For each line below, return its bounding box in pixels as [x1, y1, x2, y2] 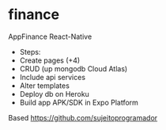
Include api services [19, 72, 85, 82]
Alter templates [19, 81, 70, 90]
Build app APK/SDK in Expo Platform [19, 97, 138, 107]
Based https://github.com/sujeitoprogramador [8, 113, 158, 122]
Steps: [19, 47, 41, 56]
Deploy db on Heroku [19, 89, 89, 98]
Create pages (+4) [19, 55, 81, 65]
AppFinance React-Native [8, 32, 92, 41]
